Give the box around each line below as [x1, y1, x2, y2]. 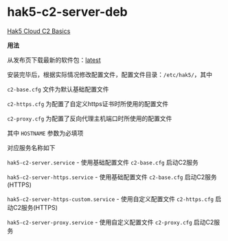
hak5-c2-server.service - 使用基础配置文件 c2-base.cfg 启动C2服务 [7, 158, 199, 166]
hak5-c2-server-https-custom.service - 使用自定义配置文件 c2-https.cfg [7, 194, 214, 203]
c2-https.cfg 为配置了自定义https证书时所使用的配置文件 [7, 99, 169, 107]
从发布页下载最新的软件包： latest [7, 56, 101, 64]
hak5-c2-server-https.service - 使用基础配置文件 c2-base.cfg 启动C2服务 [7, 173, 218, 181]
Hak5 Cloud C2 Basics [7, 27, 71, 35]
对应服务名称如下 [7, 143, 56, 151]
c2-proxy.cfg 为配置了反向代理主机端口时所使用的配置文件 [7, 114, 172, 123]
